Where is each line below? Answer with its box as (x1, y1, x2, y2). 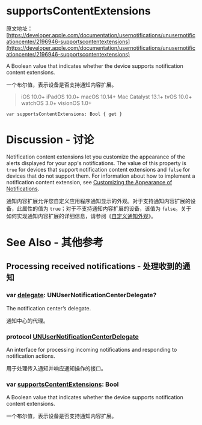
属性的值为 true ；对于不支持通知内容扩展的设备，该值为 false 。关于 (22, 205, 192, 212)
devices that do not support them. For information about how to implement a (6, 172, 195, 179)
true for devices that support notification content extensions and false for (6, 166, 191, 173)
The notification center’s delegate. (6, 304, 91, 312)
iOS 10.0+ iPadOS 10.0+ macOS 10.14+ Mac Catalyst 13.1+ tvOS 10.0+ (20, 93, 192, 100)
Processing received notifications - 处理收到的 (6, 261, 183, 271)
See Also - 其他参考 (6, 236, 104, 250)
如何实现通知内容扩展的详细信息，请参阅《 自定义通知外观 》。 (6, 212, 156, 220)
